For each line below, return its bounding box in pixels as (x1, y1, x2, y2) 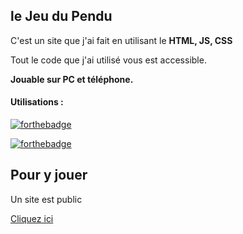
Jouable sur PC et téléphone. (10, 73, 134, 85)
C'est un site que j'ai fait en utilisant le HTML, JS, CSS (10, 34, 233, 46)
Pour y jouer (10, 167, 88, 184)
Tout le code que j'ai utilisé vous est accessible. (10, 54, 207, 66)
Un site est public (10, 193, 83, 205)
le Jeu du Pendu (10, 8, 113, 25)
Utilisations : (10, 96, 64, 108)
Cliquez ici (10, 212, 54, 224)
